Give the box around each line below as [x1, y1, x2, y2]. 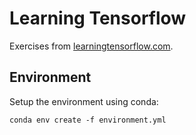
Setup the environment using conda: [9, 95, 159, 107]
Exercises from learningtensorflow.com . [9, 40, 174, 52]
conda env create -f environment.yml [9, 115, 167, 125]
